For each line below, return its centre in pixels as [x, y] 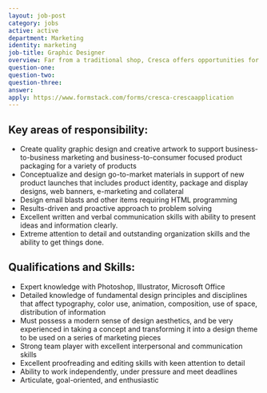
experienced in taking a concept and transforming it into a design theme [139, 329]
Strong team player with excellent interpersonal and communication [131, 346]
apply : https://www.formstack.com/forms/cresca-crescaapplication [121, 97]
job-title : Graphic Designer [57, 53]
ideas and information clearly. [69, 225]
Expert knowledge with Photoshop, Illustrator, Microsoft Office [122, 286]
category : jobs [34, 23]
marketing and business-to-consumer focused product [151, 157]
